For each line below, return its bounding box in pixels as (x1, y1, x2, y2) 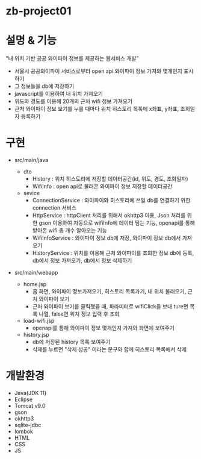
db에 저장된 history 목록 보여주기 (32, 339, 111, 346)
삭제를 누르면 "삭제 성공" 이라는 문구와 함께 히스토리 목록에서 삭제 (32, 346, 187, 353)
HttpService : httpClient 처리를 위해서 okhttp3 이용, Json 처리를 (32, 212, 186, 219)
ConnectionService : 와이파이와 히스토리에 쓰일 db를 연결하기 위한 (32, 197, 191, 204)
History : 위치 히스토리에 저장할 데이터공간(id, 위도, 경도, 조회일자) (32, 175, 188, 183)
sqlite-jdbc (14, 422, 42, 428)
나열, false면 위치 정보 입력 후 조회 (39, 310, 120, 317)
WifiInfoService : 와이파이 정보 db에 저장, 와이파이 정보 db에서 (32, 234, 181, 242)
